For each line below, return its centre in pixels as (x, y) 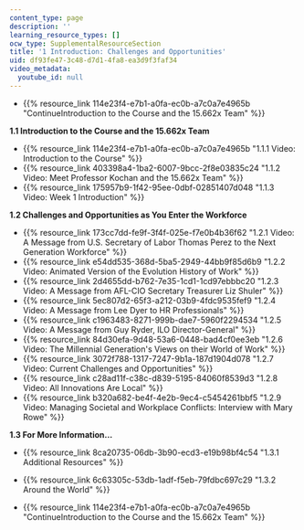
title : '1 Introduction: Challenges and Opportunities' (118, 52)
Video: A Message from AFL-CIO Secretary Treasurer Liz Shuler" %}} (153, 291)
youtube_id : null (51, 78)
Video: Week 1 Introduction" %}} (84, 196)
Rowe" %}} (44, 417)
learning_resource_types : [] (65, 35)
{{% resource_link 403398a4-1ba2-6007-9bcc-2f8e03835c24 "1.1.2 (152, 168)
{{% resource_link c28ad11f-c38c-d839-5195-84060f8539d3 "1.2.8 (150, 378)
